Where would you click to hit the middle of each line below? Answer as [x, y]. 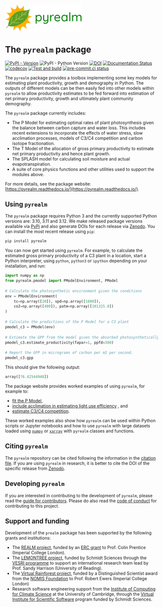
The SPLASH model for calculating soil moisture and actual [71, 159]
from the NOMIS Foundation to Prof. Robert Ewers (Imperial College [79, 579]
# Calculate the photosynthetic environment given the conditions [73, 291]
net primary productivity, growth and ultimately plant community [69, 98]
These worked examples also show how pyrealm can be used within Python [81, 420]
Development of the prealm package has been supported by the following [78, 533]
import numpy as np [25, 276]
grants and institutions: [28, 538]
